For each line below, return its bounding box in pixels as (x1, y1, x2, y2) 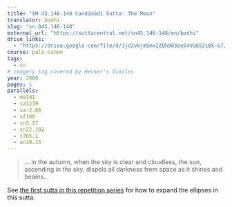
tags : (7, 55, 23, 62)
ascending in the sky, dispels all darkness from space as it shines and (23, 165, 223, 174)
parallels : (7, 87, 39, 94)
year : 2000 (7, 74, 39, 82)
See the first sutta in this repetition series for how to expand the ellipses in (7, 186, 219, 195)
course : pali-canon (7, 49, 64, 56)
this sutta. (7, 193, 36, 201)
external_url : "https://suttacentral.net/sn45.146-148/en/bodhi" (7, 29, 199, 37)
